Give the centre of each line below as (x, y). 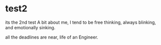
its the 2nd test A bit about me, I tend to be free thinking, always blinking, (81, 22)
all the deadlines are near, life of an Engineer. (52, 37)
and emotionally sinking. (30, 27)
